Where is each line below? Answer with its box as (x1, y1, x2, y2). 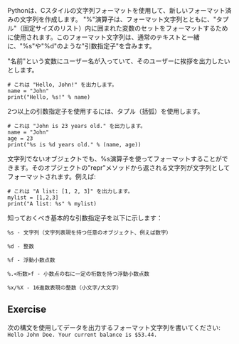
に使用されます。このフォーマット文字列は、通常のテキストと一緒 (7, 33, 201, 41)
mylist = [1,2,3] (7, 194, 59, 201)
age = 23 (7, 135, 33, 142)
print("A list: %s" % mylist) (7, 200, 97, 208)
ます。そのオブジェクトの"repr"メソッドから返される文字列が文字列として (13, 163, 230, 172)
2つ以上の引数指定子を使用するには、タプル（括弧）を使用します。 (7, 107, 204, 115)
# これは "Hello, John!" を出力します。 (7, 81, 117, 88)
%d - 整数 (7, 243, 34, 250)
